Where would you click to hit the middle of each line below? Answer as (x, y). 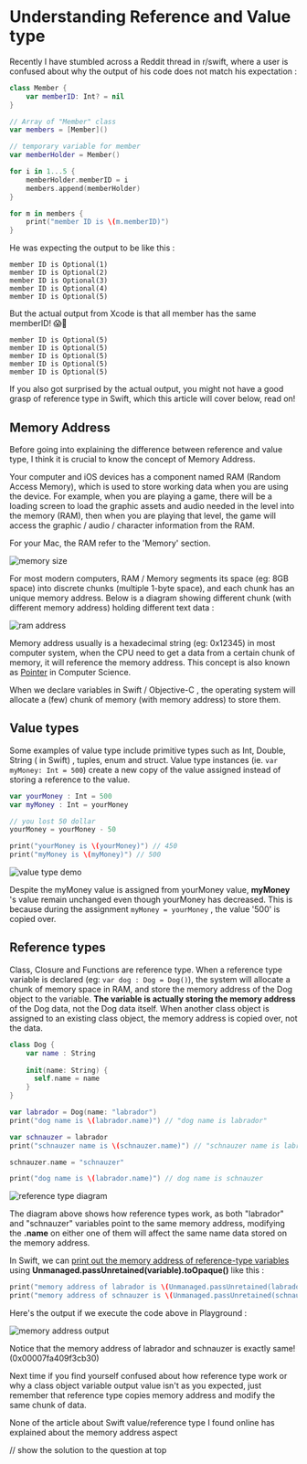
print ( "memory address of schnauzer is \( (91, 1296)
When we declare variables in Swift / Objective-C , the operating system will (153, 690)
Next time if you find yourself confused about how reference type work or (148, 1376)
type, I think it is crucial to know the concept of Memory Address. (132, 459)
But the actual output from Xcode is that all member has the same (133, 313)
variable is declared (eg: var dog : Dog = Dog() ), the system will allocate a (150, 979)
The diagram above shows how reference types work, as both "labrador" (147, 1214)
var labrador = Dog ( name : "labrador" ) (83, 1112)
